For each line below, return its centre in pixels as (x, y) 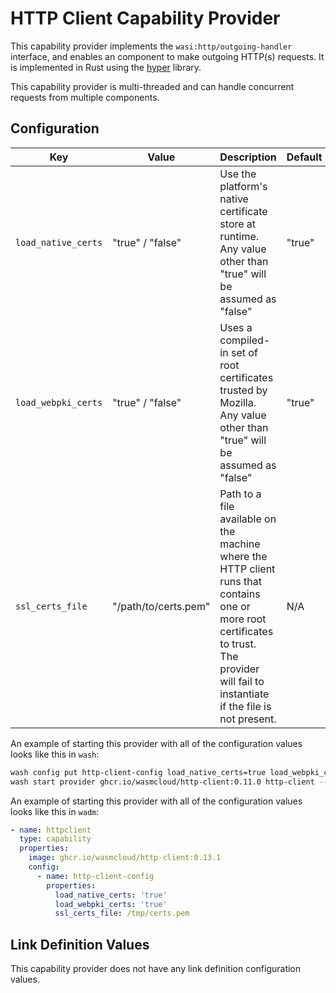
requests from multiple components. (85, 97)
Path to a (240, 494)
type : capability (55, 839)
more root (243, 619)
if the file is (245, 706)
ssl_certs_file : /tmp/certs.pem (122, 913)
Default (304, 157)
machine (240, 544)
